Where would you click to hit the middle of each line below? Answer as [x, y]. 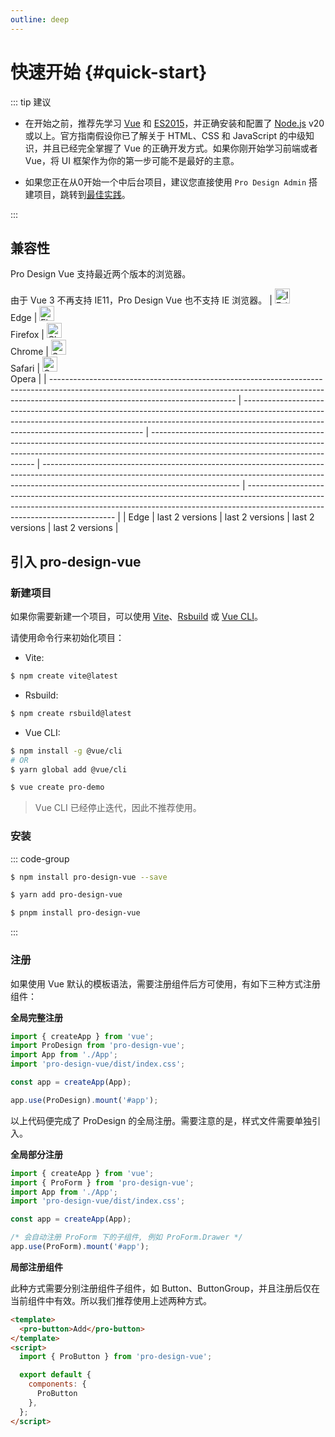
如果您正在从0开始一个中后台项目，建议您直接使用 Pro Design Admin [165, 182]
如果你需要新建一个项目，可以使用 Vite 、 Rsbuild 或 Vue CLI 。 [137, 617]
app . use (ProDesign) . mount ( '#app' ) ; [84, 1100]
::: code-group [40, 858]
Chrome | [29, 352]
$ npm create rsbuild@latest [71, 713]
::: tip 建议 [31, 102]
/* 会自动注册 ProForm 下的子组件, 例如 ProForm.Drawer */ [126, 1237]
